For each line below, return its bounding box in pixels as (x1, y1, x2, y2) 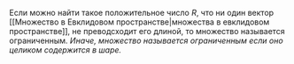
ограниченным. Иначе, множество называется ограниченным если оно (9, 35, 283, 46)
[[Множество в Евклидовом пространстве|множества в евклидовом (9, 17, 270, 27)
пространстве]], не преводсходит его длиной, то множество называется (9, 26, 285, 36)
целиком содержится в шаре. (9, 45, 122, 55)
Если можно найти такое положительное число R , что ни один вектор (9, 8, 275, 18)
